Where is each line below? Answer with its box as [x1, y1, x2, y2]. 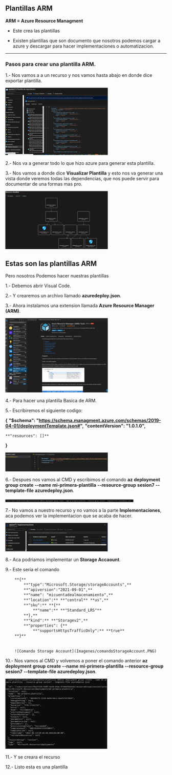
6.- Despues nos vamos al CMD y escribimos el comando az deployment [5, 476, 160, 483]
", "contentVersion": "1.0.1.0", [80, 422, 146, 429]
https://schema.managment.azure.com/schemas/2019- [38, 417, 161, 423]
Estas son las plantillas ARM [5, 259, 97, 268]
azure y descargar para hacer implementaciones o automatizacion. [12, 43, 155, 49]
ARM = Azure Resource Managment [5, 17, 83, 24]
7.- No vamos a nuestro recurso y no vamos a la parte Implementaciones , [5, 507, 162, 513]
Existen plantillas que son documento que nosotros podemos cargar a [12, 37, 161, 44]
